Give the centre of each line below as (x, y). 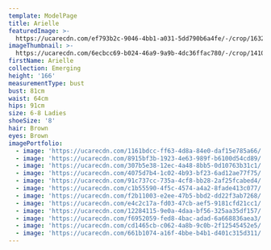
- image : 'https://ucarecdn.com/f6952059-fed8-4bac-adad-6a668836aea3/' (140, 219)
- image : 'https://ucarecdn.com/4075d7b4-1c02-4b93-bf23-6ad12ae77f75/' (140, 173)
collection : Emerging (45, 69)
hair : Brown (28, 128)
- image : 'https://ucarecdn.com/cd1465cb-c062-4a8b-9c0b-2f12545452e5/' (140, 226)
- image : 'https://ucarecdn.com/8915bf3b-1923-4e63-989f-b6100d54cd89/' (140, 158)
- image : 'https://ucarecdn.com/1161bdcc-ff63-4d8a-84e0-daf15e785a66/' (140, 151)
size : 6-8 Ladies (38, 114)
